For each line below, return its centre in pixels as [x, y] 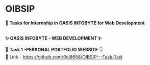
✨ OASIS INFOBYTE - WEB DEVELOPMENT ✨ [54, 38]
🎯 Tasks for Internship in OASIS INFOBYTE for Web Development [75, 23]
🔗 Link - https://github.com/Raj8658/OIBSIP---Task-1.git [64, 57]
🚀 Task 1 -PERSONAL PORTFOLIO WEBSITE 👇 [54, 49]
